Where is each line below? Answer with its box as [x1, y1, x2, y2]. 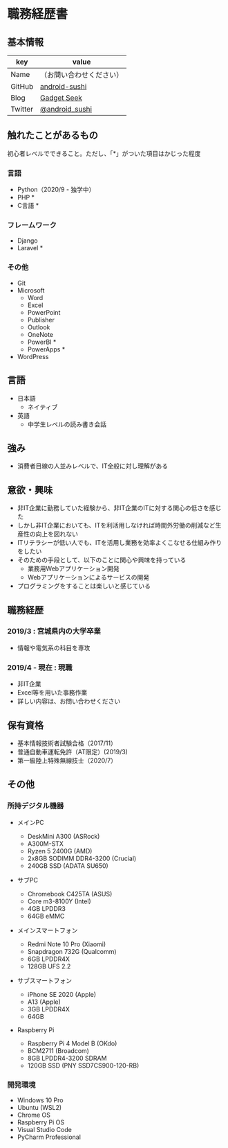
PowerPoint [27, 308, 61, 316]
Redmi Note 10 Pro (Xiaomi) [27, 940, 106, 948]
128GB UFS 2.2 [27, 962, 71, 971]
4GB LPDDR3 [27, 904, 66, 912]
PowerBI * [27, 338, 57, 346]
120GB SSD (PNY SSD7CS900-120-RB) [27, 1061, 140, 1070]
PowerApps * [27, 345, 66, 354]
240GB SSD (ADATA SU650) [27, 861, 108, 870]
